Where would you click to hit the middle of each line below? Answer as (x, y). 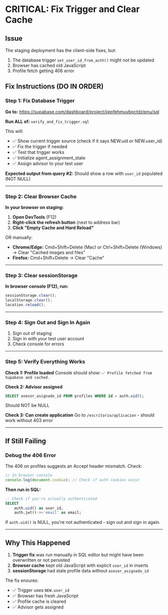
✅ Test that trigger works (38, 152)
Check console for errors (38, 344)
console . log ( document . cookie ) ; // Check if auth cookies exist (72, 480)
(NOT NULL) (18, 178)
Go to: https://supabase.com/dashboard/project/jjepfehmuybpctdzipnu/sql (82, 112)
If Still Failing (26, 441)
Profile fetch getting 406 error (43, 71)
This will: (14, 131)
